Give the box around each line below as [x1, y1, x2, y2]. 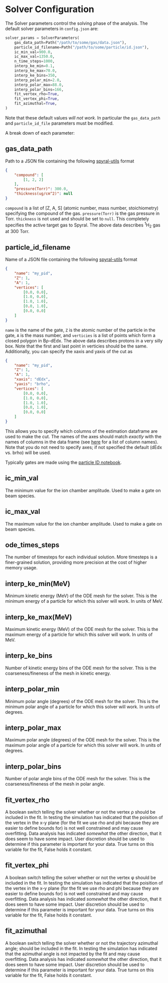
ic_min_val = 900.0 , [14, 49, 53, 54]
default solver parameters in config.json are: [5, 25, 99, 31]
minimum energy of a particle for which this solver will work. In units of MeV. [5, 598, 163, 604]
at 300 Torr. [5, 228, 30, 235]
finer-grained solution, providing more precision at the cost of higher [5, 559, 147, 565]
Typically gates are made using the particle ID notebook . [5, 459, 122, 465]
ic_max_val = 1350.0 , [14, 54, 55, 59]
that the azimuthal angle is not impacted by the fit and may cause [5, 951, 140, 957]
